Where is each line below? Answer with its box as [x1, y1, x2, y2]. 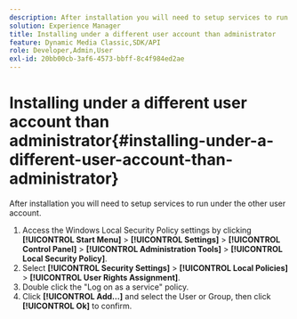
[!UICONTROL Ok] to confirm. [21, 300, 132, 311]
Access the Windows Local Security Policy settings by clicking [21, 225, 252, 235]
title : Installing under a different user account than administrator [9, 29, 277, 38]
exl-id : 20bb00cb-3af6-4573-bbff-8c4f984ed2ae [9, 54, 185, 63]
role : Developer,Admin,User [9, 46, 114, 55]
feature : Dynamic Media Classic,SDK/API [9, 37, 162, 47]
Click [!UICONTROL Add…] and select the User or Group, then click [21, 290, 271, 301]
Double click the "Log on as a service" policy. [21, 282, 189, 292]
